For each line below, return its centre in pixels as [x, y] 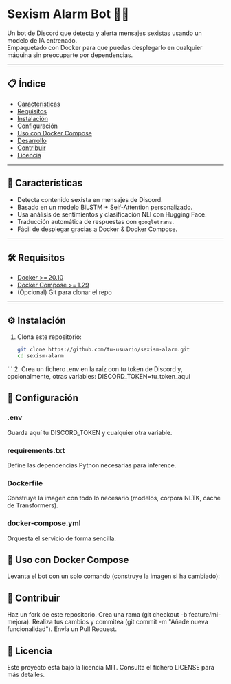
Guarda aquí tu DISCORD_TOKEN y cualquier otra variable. [90, 432]
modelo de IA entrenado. [42, 40]
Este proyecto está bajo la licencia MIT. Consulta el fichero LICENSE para [111, 667]
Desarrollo [32, 140]
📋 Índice [26, 84]
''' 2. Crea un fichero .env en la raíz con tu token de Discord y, [95, 369]
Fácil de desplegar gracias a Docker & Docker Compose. [97, 229]
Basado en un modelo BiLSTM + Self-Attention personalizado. [105, 207]
